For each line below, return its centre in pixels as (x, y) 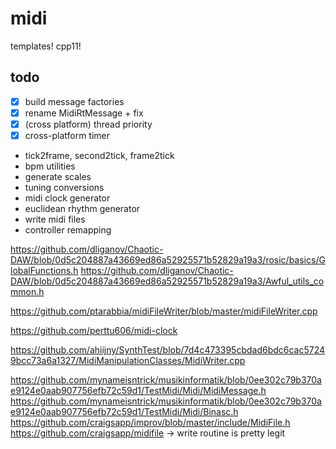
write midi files (55, 219)
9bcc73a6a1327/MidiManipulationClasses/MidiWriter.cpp (128, 360)
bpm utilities (50, 166)
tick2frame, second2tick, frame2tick (99, 155)
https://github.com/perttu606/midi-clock (94, 330)
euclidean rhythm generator (82, 208)
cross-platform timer (67, 135)
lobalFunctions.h (44, 270)
